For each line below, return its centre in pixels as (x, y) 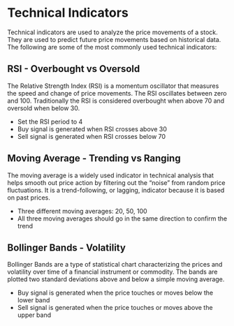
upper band (34, 315)
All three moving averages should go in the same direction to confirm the (122, 218)
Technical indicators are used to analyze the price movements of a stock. (112, 32)
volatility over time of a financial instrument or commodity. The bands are (112, 272)
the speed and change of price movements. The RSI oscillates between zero (117, 93)
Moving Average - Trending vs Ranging (94, 158)
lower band (34, 300)
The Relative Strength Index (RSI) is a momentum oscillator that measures (113, 86)
